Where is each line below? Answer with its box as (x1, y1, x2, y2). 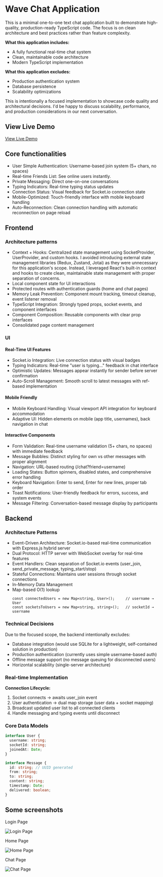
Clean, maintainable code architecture (12, 54, 89, 60)
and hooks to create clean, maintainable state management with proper (12, 270, 156, 276)
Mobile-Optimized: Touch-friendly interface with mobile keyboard (12, 194, 144, 200)
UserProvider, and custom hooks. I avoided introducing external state (12, 255, 151, 261)
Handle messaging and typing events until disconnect (12, 710, 120, 716)
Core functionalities (5, 150, 67, 158)
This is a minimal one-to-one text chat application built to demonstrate (5, 20, 146, 25)
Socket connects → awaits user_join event (12, 695, 97, 701)
